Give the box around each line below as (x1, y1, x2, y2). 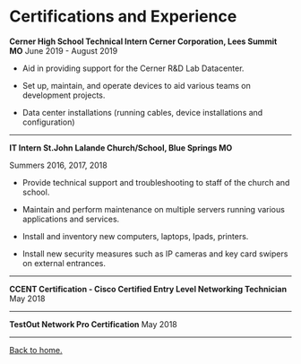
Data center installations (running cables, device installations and (21, 107, 263, 117)
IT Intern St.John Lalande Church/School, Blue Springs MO (9, 142, 233, 153)
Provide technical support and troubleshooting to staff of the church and (21, 177, 290, 187)
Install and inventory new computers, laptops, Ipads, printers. (21, 230, 249, 241)
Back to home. (9, 344, 63, 355)
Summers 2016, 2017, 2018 (9, 160, 107, 170)
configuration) (21, 117, 75, 127)
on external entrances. (21, 257, 106, 268)
